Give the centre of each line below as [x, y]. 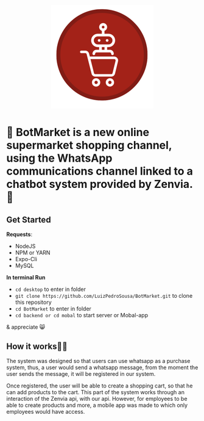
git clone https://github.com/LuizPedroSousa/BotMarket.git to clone [104, 296]
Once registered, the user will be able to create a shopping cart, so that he [100, 386]
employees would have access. [46, 412]
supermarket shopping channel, [89, 146]
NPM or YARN [33, 253]
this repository [33, 302]
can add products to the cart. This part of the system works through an [95, 392]
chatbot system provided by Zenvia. [100, 184]
